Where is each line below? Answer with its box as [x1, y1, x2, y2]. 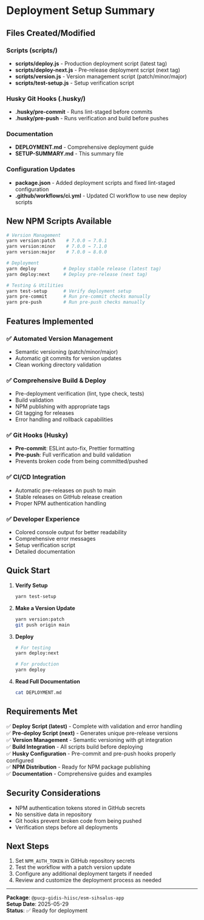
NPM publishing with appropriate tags [15, 403, 110, 410]
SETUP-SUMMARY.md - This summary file [15, 150, 124, 157]
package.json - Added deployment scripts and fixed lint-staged [15, 179, 175, 186]
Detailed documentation [15, 548, 76, 555]
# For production [15, 661, 59, 667]
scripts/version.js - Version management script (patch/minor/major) [15, 72, 187, 80]
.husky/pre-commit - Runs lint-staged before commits [15, 108, 153, 115]
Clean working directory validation [15, 361, 101, 368]
